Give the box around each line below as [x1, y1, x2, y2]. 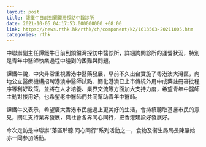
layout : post [6, 9, 40, 15]
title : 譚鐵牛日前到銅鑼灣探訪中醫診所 [6, 15, 94, 21]
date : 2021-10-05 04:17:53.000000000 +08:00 [6, 20, 122, 26]
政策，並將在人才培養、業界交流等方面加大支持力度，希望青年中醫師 [27, 85, 200, 92]
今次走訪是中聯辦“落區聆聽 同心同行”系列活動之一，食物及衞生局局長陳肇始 [6, 127, 196, 134]
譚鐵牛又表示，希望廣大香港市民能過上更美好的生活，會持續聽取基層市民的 [6, 106, 194, 113]
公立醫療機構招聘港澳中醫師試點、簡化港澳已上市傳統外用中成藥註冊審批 [11, 78, 194, 85]
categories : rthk [6, 32, 51, 38]
